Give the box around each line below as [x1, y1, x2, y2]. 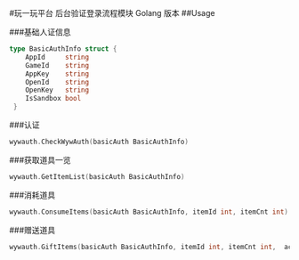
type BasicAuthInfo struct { [9, 45, 117, 53]
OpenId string [25, 77, 90, 86]
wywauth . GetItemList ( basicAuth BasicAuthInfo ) [9, 172, 185, 181]
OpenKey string [25, 85, 90, 95]
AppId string [25, 53, 90, 61]
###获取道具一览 [9, 154, 71, 165]
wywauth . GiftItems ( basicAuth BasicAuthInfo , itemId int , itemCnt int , [9, 242, 277, 251]
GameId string [25, 61, 90, 69]
